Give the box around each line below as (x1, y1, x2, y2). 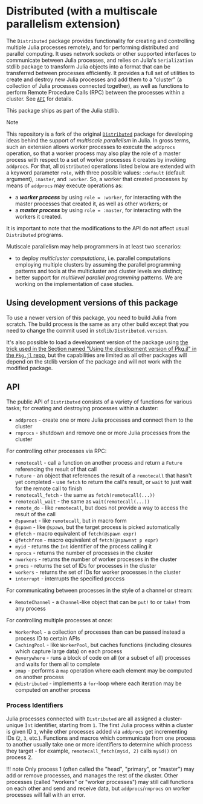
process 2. (6, 753, 33, 761)
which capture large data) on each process (14, 647, 123, 655)
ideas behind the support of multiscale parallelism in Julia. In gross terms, (6, 136, 190, 144)
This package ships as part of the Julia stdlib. (6, 107, 120, 114)
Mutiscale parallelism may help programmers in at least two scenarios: (6, 242, 182, 250)
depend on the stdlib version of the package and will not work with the (6, 357, 182, 365)
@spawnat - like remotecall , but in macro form (14, 517, 127, 524)
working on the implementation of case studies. (14, 280, 134, 287)
